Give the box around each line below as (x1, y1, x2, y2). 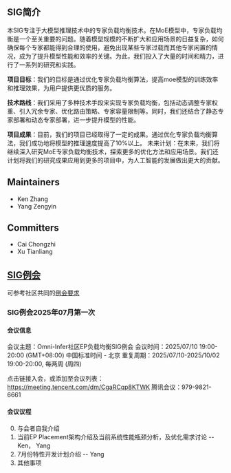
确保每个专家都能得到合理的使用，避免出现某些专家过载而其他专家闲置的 (7, 43, 212, 52)
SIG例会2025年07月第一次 (7, 308, 96, 317)
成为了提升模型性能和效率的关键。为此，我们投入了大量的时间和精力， (19, 52, 218, 60)
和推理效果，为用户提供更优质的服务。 (7, 83, 115, 92)
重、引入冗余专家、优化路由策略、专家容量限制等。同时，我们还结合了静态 (7, 107, 218, 115)
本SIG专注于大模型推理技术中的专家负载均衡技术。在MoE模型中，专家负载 (7, 26, 217, 34)
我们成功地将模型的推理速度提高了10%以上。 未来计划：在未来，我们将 (19, 138, 220, 147)
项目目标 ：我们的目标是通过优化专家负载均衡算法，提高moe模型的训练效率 (7, 75, 219, 83)
